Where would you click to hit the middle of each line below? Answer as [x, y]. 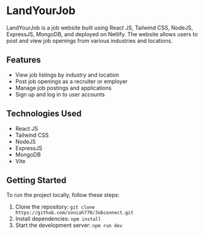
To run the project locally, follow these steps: [63, 195]
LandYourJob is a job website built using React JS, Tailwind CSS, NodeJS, [100, 28]
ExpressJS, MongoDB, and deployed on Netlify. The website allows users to [102, 34]
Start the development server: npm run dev [69, 225]
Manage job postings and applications [63, 88]
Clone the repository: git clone [55, 207]
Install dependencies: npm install [58, 219]
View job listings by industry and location [67, 75]
